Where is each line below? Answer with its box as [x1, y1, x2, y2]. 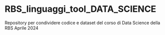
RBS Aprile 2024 [4, 25, 39, 31]
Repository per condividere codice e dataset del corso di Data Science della [4, 20, 161, 26]
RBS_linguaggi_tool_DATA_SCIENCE [4, 3, 157, 15]
